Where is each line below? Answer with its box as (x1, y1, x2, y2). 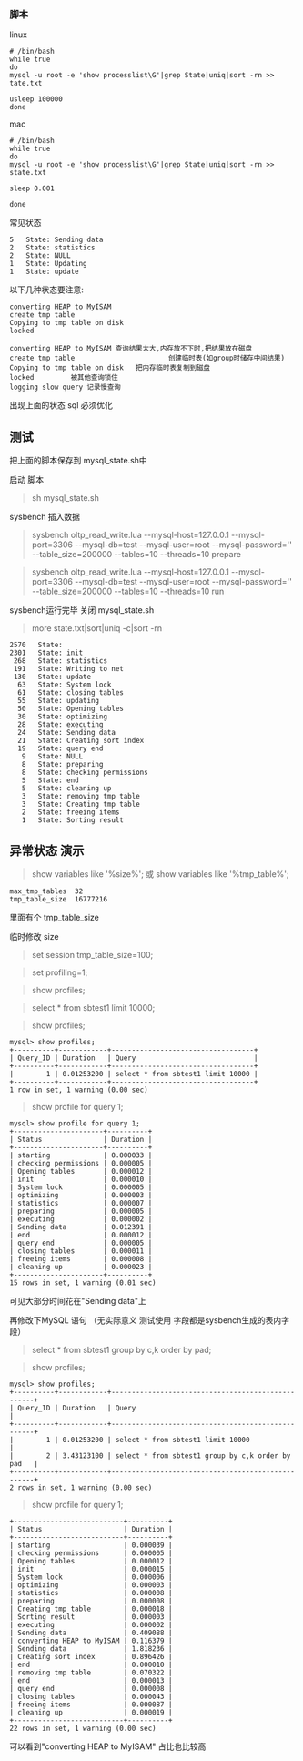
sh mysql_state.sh (31, 493, 100, 504)
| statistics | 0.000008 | (9, 1588, 173, 1597)
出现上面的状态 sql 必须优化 (9, 400, 114, 411)
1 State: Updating (9, 260, 88, 269)
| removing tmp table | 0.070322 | (9, 1668, 173, 1677)
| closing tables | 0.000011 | (9, 1246, 153, 1256)
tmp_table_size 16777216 (9, 894, 107, 903)
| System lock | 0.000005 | (9, 1182, 153, 1192)
